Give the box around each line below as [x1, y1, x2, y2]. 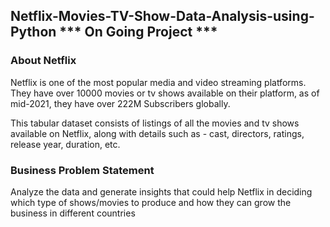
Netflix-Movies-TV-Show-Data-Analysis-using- [10, 8, 315, 25]
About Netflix [10, 54, 77, 68]
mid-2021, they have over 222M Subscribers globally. [10, 97, 231, 109]
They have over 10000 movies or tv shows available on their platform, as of [10, 87, 320, 99]
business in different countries [10, 207, 136, 219]
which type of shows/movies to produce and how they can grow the [10, 196, 292, 208]
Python [10, 24, 57, 41]
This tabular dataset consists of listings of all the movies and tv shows [10, 117, 300, 129]
